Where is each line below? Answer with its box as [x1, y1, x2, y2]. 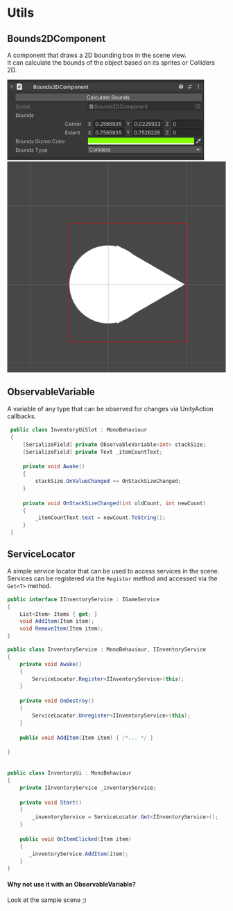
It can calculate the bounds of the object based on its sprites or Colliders [7, 58, 215, 67]
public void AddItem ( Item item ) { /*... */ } [19, 734, 154, 741]
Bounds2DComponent [7, 33, 106, 45]
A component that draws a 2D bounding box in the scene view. [7, 51, 187, 59]
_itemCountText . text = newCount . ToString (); [35, 514, 166, 521]
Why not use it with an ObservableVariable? [7, 880, 137, 888]
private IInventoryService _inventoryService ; [19, 784, 157, 791]
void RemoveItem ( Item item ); [19, 625, 104, 633]
